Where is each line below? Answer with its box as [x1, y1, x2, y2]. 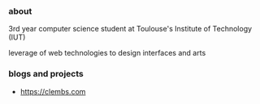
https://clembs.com [19, 86, 86, 96]
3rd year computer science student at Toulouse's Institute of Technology [8, 24, 253, 34]
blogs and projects [8, 69, 84, 80]
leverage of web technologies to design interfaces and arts [8, 48, 206, 58]
